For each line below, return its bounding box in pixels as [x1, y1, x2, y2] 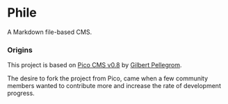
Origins [7, 45, 33, 55]
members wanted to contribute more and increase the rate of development [7, 82, 221, 90]
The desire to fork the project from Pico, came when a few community [7, 74, 209, 83]
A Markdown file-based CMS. [7, 28, 92, 36]
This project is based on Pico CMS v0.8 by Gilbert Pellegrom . [7, 61, 182, 69]
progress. [7, 89, 35, 98]
